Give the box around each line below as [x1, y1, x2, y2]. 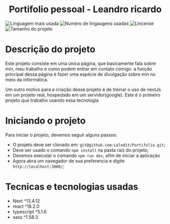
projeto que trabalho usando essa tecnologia [5, 97, 99, 103]
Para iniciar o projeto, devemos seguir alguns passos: [5, 132, 118, 138]
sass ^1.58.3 [12, 214, 38, 220]
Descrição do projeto [5, 44, 95, 55]
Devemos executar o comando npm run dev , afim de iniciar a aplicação [12, 152, 160, 158]
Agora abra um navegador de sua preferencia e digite [12, 157, 125, 164]
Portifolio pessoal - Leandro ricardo [9, 4, 162, 15]
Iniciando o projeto [5, 115, 86, 126]
